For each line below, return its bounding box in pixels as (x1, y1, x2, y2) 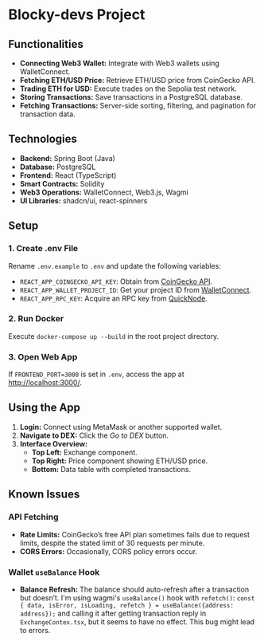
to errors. (19, 625, 51, 635)
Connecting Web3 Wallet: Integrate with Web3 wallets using (19, 58, 220, 68)
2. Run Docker (8, 313, 64, 324)
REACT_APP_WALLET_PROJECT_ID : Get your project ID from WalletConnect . (19, 285, 252, 294)
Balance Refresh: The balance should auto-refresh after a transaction (19, 584, 250, 594)
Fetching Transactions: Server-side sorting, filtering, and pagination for (19, 101, 257, 110)
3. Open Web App (8, 351, 78, 362)
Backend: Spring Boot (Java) (19, 153, 115, 163)
